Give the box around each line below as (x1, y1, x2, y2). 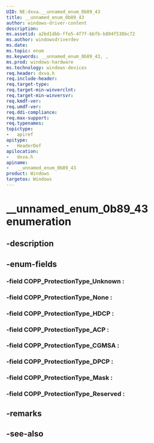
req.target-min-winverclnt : (6, 87, 77, 93)
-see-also (6, 429, 44, 439)
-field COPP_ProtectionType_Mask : (6, 373, 113, 382)
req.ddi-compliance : (6, 109, 58, 115)
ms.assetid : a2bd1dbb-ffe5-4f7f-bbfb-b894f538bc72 (6, 31, 135, 37)
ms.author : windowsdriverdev (6, 37, 79, 43)
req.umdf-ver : (6, 103, 42, 110)
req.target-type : (6, 82, 50, 88)
